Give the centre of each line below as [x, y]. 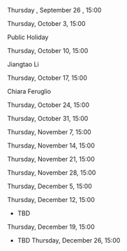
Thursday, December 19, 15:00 [51, 227]
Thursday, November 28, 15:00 [52, 173]
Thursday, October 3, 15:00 [46, 23]
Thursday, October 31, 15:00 [48, 119]
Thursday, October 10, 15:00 [48, 51]
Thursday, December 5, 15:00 [50, 186]
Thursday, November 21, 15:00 [51, 159]
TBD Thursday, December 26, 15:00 [69, 240]
